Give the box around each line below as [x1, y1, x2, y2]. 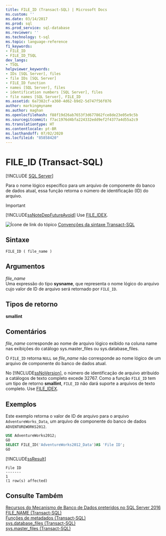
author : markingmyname [5, 103, 52, 108]
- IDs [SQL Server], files [5, 71, 61, 76]
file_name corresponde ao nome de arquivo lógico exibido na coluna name [5, 340, 158, 346]
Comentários [5, 327, 47, 335]
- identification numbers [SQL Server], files [5, 90, 103, 95]
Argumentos [5, 262, 45, 271]
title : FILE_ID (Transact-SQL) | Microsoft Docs [5, 7, 107, 12]
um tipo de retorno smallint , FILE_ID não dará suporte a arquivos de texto [5, 380, 155, 387]
